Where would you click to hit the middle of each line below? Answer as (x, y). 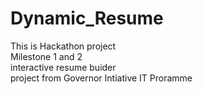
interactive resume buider (63, 67)
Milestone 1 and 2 (46, 56)
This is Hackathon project (63, 46)
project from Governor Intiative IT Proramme (101, 78)
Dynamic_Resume (87, 18)
